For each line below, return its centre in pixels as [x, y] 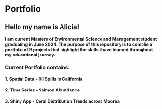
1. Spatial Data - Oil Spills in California [44, 79]
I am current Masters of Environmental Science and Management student [81, 39]
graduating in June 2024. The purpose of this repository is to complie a [79, 44]
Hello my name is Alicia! [42, 27]
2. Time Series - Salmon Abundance [42, 90]
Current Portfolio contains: [37, 68]
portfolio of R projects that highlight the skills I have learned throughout [79, 50]
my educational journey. [30, 55]
